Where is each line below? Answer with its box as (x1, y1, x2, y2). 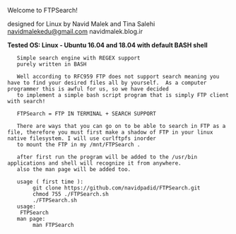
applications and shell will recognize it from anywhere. (7, 160, 182, 167)
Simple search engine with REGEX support (16, 54, 141, 62)
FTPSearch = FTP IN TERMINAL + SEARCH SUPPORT (16, 110, 157, 117)
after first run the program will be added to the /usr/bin (16, 153, 198, 160)
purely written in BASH (16, 61, 87, 68)
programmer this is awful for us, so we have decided (7, 86, 170, 93)
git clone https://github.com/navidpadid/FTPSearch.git (33, 185, 201, 192)
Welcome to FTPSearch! (7, 6, 78, 14)
